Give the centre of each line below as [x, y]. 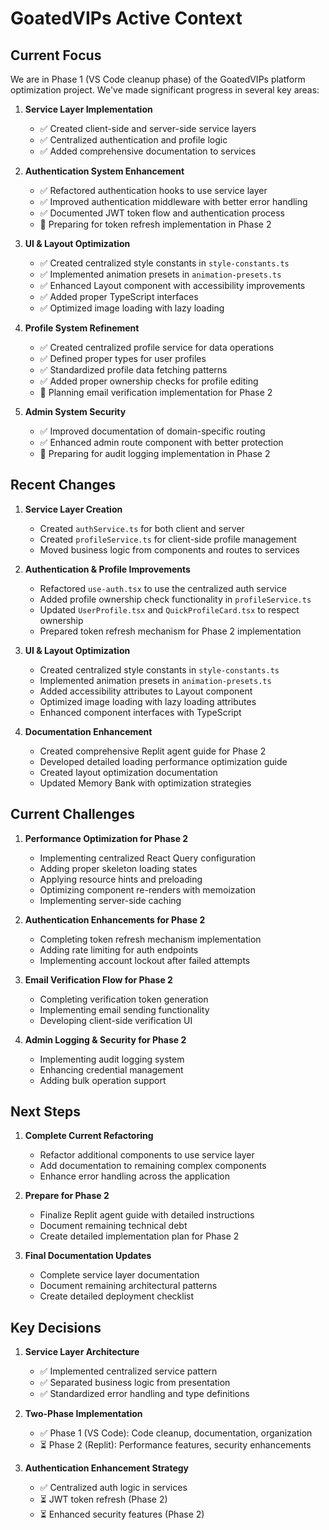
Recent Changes [63, 485]
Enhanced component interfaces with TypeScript [140, 712]
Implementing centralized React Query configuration [148, 858]
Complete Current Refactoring [89, 1136]
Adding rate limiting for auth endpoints [119, 949]
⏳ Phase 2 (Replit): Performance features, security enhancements [175, 1445]
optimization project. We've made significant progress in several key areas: [165, 90]
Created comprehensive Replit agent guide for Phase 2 [153, 751]
